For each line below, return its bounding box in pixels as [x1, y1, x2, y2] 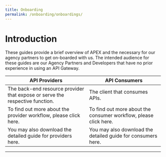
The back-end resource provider [7, 85, 84, 92]
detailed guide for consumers [89, 132, 158, 139]
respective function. [7, 98, 54, 105]
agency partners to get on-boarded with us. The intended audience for [5, 55, 150, 61]
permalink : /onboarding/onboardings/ [5, 12, 83, 17]
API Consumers [105, 77, 143, 84]
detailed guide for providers [7, 132, 72, 139]
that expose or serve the [7, 92, 64, 99]
